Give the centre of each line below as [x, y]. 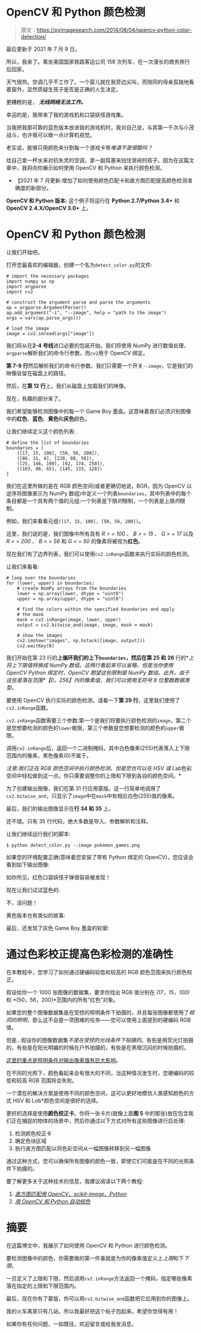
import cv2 [20, 292]
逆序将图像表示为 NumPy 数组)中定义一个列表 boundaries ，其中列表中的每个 [99, 493]
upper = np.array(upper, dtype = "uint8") [70, 599]
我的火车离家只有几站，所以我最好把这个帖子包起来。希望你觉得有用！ [92, 1311]
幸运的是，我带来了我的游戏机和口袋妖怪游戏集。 [66, 115]
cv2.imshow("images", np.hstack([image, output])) [81, 641]
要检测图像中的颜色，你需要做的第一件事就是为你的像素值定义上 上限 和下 [95, 1258]
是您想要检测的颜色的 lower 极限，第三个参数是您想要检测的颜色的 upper [93, 728]
